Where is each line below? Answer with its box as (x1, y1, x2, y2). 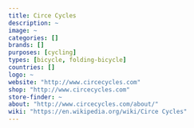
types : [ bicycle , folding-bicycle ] (8, 56, 127, 64)
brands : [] (8, 41, 45, 49)
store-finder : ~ (8, 93, 62, 101)
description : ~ (8, 19, 59, 27)
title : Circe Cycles (8, 11, 77, 20)
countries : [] (8, 64, 56, 72)
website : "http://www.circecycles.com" (8, 78, 141, 86)
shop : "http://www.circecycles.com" (8, 85, 130, 94)
